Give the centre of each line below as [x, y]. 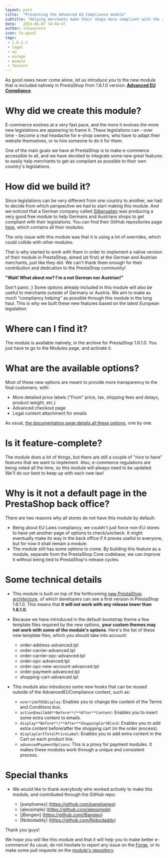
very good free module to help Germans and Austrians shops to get [75, 217]
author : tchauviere [25, 29]
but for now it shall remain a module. [50, 543]
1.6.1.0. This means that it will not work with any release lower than [82, 604]
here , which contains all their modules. [45, 227]
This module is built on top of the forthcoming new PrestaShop [77, 593]
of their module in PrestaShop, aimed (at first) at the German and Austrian [81, 257]
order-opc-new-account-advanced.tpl [59, 666]
